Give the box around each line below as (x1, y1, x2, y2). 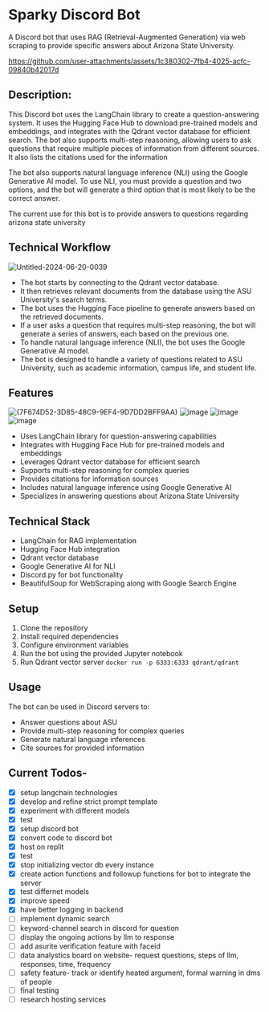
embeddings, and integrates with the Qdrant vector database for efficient (8, 126, 251, 136)
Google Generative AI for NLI (19, 561, 116, 571)
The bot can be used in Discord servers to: (8, 701, 150, 712)
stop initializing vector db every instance (19, 860, 154, 870)
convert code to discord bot (19, 833, 112, 843)
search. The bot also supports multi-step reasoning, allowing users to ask (8, 135, 252, 145)
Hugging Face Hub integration (19, 545, 120, 554)
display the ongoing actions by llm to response (19, 932, 175, 941)
